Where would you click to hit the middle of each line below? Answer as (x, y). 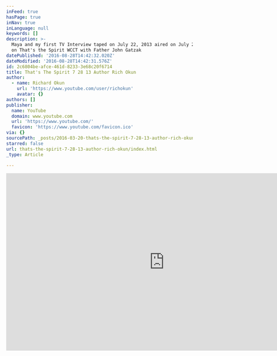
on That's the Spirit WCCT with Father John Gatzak (77, 50)
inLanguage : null (28, 28)
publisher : (20, 105)
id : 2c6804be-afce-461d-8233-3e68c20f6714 (59, 67)
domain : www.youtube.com (42, 116)
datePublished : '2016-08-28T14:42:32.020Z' (61, 56)
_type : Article (25, 154)
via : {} (16, 133)
